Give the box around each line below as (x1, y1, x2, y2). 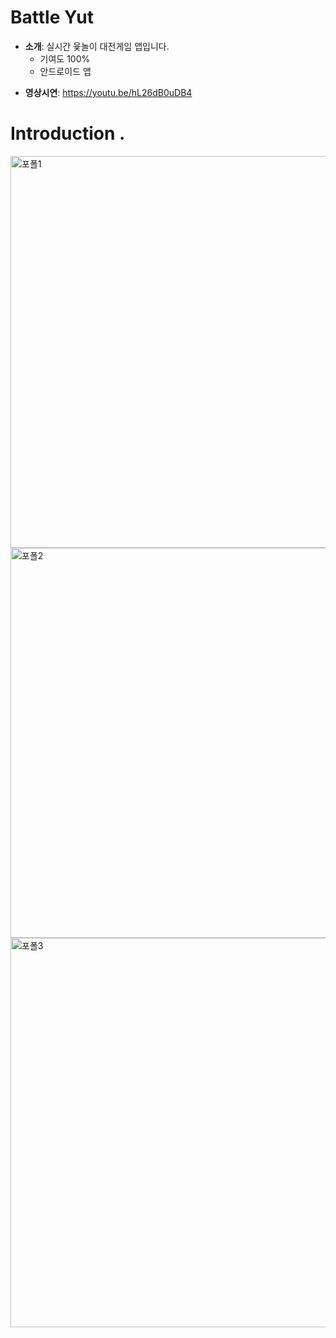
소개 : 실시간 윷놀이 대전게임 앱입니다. (24, 40, 170, 52)
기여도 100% (39, 52, 91, 65)
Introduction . (10, 122, 126, 145)
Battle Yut (10, 6, 94, 29)
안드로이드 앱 (39, 65, 92, 77)
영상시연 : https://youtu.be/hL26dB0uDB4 (24, 86, 193, 98)
